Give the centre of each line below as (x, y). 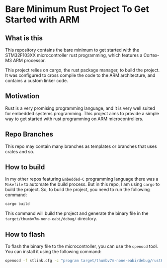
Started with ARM (42, 20)
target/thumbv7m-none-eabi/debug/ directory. (51, 219)
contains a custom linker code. (37, 81)
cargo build (17, 204)
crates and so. (20, 151)
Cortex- (151, 55)
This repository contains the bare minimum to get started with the (72, 50)
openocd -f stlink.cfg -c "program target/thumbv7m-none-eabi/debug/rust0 (84, 261)
